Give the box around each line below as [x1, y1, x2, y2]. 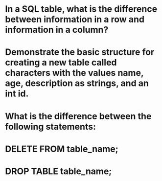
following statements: [5, 121, 96, 132]
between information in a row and [5, 14, 145, 25]
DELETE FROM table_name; [5, 143, 118, 155]
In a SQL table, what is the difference [5, 3, 158, 15]
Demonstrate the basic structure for [5, 46, 155, 58]
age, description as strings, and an [5, 78, 149, 89]
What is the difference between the [5, 111, 152, 122]
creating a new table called [5, 57, 117, 68]
